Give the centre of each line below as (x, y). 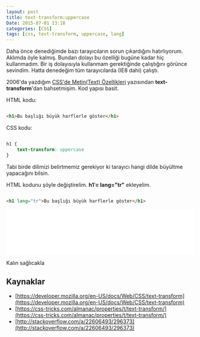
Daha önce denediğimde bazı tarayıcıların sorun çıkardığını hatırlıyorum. (95, 51)
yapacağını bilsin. (28, 173)
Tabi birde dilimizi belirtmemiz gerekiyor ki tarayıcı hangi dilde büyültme (95, 166)
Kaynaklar (26, 281)
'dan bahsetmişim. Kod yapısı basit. (75, 88)
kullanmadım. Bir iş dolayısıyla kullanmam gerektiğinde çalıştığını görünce (97, 64)
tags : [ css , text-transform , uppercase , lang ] (65, 34)
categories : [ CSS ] (29, 29)
